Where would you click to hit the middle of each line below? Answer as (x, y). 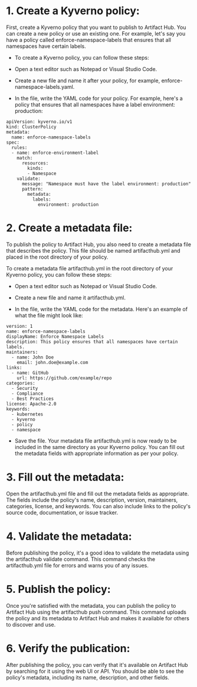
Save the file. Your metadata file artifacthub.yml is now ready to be (96, 441)
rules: (19, 147)
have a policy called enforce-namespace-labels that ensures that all (88, 40)
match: (25, 158)
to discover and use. (31, 624)
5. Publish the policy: (58, 589)
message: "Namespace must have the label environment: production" (106, 184)
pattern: (32, 189)
